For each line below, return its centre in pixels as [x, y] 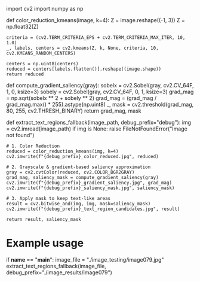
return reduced [25, 74]
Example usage [45, 243]
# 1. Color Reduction [33, 146]
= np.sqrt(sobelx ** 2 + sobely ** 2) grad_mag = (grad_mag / [81, 98]
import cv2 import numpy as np [45, 9]
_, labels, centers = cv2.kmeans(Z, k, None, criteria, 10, [83, 48]
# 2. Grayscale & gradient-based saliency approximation [79, 167]
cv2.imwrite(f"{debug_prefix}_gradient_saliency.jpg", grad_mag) [89, 183]
